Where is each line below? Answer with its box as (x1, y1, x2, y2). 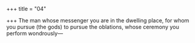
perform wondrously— (6, 30, 63, 37)
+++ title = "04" (6, 5, 46, 12)
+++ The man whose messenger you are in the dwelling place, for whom (6, 17, 189, 24)
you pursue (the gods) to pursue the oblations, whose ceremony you (6, 24, 179, 30)
